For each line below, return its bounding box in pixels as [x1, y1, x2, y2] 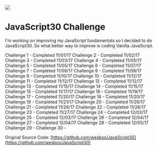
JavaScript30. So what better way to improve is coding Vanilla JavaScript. [5, 43, 154, 48]
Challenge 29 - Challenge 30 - [5, 125, 66, 130]
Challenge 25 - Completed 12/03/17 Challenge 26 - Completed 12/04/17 [5, 114, 149, 120]
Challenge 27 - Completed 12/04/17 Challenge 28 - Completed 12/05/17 [5, 120, 149, 126]
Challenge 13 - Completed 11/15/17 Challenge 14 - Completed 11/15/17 [5, 83, 143, 89]
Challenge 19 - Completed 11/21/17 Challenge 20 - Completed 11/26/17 [5, 99, 145, 105]
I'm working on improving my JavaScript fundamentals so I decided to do [5, 37, 152, 43]
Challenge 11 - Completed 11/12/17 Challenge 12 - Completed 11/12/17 [5, 78, 142, 84]
